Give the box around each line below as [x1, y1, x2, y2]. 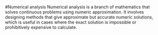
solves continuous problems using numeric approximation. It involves [5, 9, 144, 15]
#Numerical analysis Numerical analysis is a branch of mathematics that [5, 4, 150, 10]
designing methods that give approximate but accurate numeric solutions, [5, 14, 154, 20]
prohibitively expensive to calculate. [5, 24, 77, 30]
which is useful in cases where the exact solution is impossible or [5, 19, 137, 25]
